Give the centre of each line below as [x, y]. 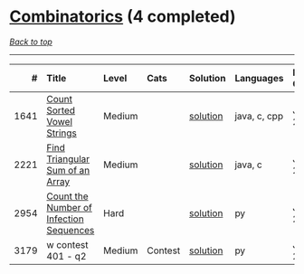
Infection [65, 219]
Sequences [71, 230]
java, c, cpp [259, 116]
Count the [67, 196]
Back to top [31, 42]
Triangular [68, 158]
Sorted [61, 110]
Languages [259, 78]
